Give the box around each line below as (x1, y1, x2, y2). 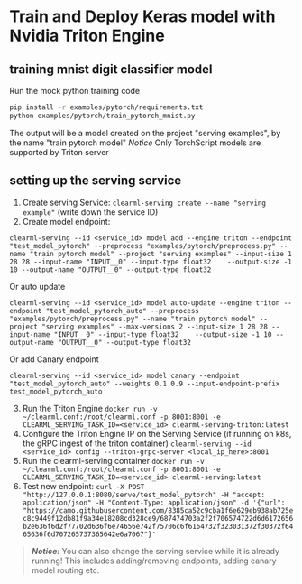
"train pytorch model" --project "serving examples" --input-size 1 (29, 249, 293, 258)
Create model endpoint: (22, 216, 111, 227)
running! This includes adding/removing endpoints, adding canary (31, 555, 277, 566)
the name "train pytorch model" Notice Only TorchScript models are (9, 137, 261, 148)
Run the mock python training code (9, 86, 141, 96)
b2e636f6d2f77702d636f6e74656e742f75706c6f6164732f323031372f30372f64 (22, 522, 294, 531)
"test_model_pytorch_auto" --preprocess (45, 306, 200, 315)
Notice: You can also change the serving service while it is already (31, 545, 280, 556)
